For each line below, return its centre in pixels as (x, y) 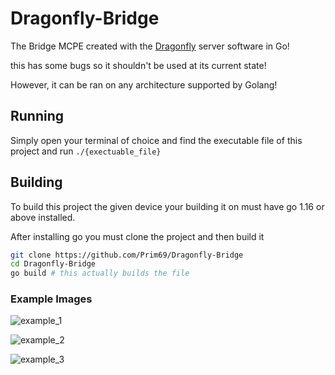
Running (37, 116)
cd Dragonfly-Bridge (53, 264)
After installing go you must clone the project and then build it (137, 236)
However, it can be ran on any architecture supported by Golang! (144, 84)
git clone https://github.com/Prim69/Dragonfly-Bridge (127, 255)
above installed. (43, 217)
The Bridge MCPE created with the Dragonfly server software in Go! (150, 46)
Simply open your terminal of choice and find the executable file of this (156, 140)
